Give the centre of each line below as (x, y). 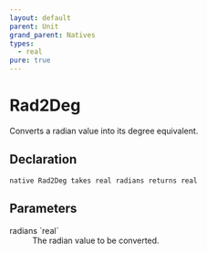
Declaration (43, 159)
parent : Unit (34, 26)
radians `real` (34, 230)
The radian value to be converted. (96, 240)
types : (22, 43)
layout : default (40, 18)
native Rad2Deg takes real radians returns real (103, 180)
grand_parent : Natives (52, 35)
